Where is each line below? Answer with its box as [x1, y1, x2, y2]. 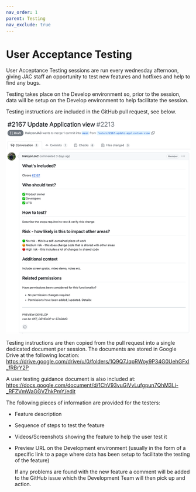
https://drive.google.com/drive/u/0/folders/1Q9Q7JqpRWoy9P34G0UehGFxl [6, 358, 190, 365]
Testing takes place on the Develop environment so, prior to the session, [6, 91, 181, 98]
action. [14, 481, 32, 488]
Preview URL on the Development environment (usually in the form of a [14, 445, 186, 452]
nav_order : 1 [6, 9, 38, 15]
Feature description [14, 411, 62, 418]
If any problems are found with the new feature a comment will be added [14, 468, 190, 476]
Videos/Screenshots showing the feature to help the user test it [14, 433, 167, 441]
